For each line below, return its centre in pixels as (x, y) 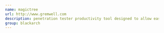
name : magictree (21, 9)
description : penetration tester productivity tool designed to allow (78, 18)
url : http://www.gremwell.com (36, 14)
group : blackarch (23, 23)
